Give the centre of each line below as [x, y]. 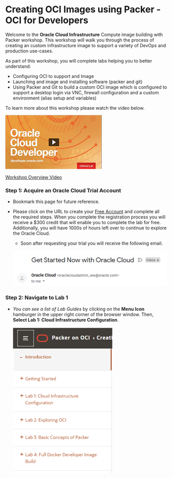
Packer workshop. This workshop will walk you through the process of [80, 40]
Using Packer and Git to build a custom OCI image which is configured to [90, 87]
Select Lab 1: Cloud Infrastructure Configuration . [66, 320]
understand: [18, 66]
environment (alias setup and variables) [54, 98]
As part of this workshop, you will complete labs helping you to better [79, 61]
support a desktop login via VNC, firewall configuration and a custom [86, 92]
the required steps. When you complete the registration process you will [89, 217]
